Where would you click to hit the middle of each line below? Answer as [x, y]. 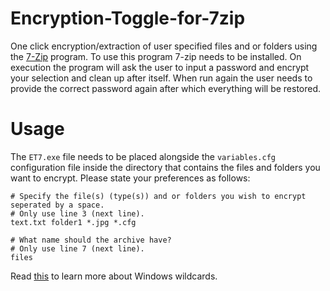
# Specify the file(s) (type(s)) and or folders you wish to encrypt [158, 196]
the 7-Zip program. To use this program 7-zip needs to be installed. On [156, 56]
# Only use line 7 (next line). [77, 248]
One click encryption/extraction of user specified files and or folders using [164, 46]
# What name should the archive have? [91, 240]
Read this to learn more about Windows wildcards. [114, 276]
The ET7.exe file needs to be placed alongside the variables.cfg [143, 156]
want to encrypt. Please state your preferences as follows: [130, 178]
